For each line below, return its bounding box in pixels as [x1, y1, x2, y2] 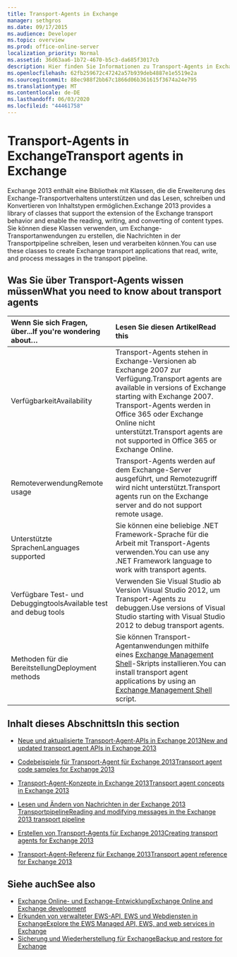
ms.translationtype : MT [7, 83, 78, 90]
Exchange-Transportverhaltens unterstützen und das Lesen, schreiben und [7, 194, 226, 202]
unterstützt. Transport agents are [115, 427, 224, 436]
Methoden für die [11, 654, 68, 663]
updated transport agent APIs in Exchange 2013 [17, 744, 157, 753]
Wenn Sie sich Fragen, [11, 318, 88, 327]
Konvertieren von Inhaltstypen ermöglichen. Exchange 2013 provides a [7, 201, 212, 209]
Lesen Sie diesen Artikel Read [115, 322, 217, 332]
